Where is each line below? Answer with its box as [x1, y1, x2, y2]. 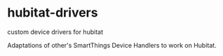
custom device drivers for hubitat [7, 28, 104, 36]
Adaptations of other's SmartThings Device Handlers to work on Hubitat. [7, 41, 217, 49]
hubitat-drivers [7, 5, 98, 21]
